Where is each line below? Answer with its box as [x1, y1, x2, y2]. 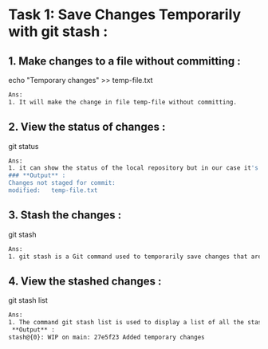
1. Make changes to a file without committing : [8, 54, 241, 68]
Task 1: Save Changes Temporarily [8, 6, 242, 24]
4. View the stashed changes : [8, 274, 162, 288]
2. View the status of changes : [8, 120, 166, 134]
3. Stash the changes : [8, 209, 122, 222]
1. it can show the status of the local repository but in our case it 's [8, 164, 259, 172]
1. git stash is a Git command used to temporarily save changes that [8, 253, 248, 261]
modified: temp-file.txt [8, 186, 98, 194]
